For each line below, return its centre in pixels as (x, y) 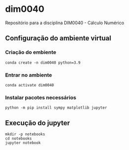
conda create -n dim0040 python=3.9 (43, 63)
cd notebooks (19, 139)
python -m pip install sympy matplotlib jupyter (56, 108)
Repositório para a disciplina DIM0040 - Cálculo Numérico (65, 23)
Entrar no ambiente (29, 75)
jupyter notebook (23, 143)
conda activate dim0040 (30, 85)
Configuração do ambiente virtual (58, 38)
